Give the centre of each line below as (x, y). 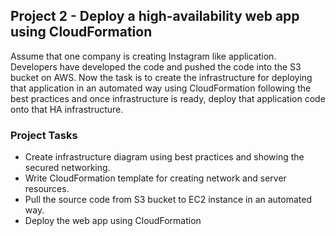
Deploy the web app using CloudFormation (113, 221)
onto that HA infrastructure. (67, 109)
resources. (47, 189)
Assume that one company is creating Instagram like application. (143, 56)
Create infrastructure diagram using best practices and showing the (164, 157)
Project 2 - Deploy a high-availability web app (155, 16)
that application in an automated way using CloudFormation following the (161, 88)
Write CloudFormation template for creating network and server (155, 178)
